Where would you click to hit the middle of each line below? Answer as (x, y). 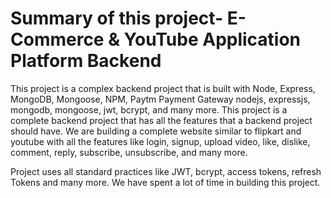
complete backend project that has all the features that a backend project (161, 120)
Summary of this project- (117, 18)
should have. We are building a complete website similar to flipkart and (156, 131)
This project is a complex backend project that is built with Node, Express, (163, 88)
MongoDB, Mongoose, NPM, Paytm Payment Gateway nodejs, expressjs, (160, 99)
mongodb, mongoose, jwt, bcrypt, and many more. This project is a (149, 109)
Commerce (57, 39)
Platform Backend (86, 61)
